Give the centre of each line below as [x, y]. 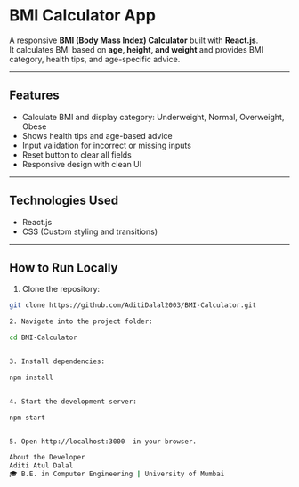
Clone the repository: [61, 289]
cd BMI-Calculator [43, 338]
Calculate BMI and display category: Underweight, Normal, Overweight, [153, 117]
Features [34, 96]
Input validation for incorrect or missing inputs [106, 145]
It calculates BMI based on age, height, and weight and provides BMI [137, 49]
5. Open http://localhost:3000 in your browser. [103, 442]
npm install [31, 377]
